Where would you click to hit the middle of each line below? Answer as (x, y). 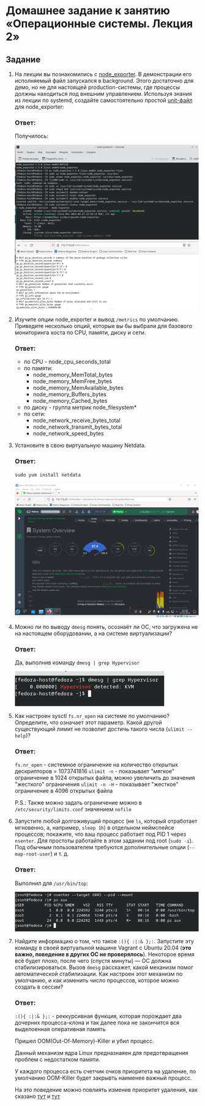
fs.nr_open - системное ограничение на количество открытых (96, 765)
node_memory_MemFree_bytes (73, 381)
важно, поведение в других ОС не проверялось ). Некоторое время (105, 954)
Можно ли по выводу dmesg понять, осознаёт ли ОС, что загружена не (106, 626)
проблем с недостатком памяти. (57, 1059)
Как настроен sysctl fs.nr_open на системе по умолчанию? (92, 716)
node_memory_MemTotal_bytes (73, 375)
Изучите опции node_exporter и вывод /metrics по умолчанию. (97, 319)
